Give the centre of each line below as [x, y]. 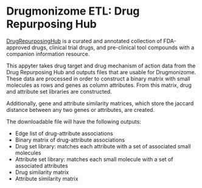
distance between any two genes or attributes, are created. [81, 110]
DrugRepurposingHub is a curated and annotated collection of [84, 41]
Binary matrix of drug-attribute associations [70, 140]
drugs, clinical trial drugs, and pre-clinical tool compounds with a [113, 47]
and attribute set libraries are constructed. [59, 91]
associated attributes [41, 165]
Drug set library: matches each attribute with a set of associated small [103, 146]
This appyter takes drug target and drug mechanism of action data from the [101, 66]
